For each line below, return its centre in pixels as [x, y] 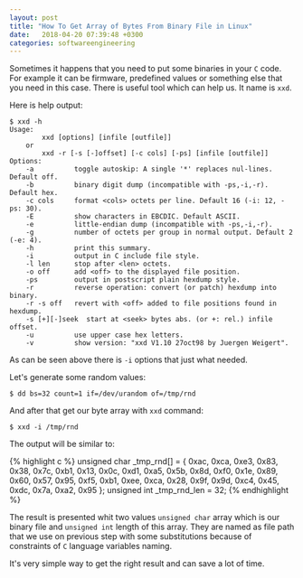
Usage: [22, 130]
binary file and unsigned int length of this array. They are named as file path [152, 527]
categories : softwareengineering [72, 43]
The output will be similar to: [62, 444]
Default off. [34, 177]
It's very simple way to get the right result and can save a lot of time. [137, 564]
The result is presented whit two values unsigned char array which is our [145, 517]
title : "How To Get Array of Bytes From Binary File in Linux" [131, 26]
